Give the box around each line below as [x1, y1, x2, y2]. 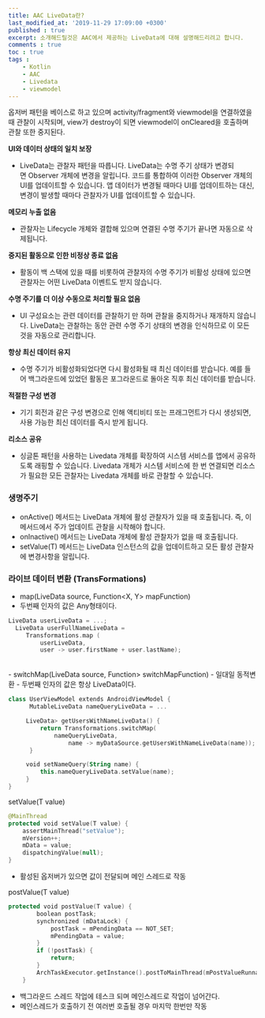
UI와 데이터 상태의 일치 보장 [8, 144, 92, 154]
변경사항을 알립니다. [28, 551, 90, 561]
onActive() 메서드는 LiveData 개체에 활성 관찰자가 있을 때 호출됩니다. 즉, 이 [19, 512, 252, 521]
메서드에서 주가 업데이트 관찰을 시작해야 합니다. [19, 522, 166, 532]
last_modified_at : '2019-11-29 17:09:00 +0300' [8, 19, 168, 27]
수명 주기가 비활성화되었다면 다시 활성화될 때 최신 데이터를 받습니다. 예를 [19, 364, 243, 374]
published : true [8, 26, 65, 34]
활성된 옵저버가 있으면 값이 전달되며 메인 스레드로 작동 [19, 872, 187, 881]
